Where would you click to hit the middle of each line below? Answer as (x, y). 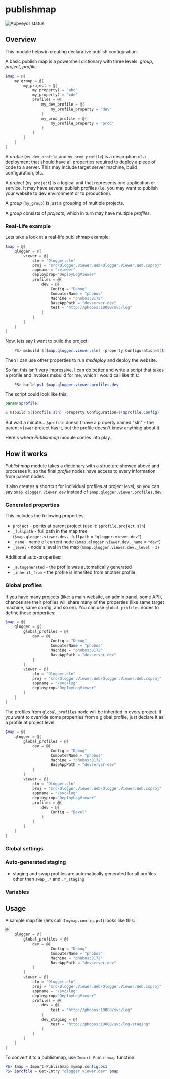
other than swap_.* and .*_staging (48, 879)
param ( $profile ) (22, 404)
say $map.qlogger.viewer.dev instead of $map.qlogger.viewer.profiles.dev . (84, 492)
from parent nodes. (25, 476)
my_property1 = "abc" (55, 90)
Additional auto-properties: (33, 557)
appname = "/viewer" (54, 270)
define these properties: (30, 613)
